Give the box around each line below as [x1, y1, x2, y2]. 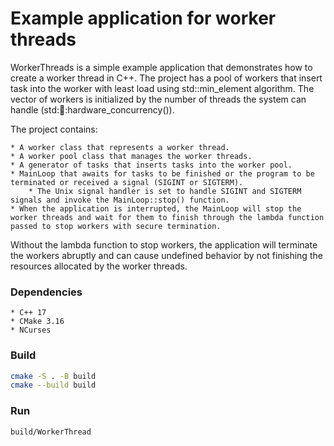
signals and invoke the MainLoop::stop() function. [10, 195, 230, 205]
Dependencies [10, 285, 83, 299]
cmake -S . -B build [10, 371, 97, 381]
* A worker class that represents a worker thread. [10, 142, 230, 152]
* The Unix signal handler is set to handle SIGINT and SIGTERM [28, 186, 302, 196]
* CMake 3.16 [10, 317, 65, 327]
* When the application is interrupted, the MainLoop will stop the [10, 203, 302, 214]
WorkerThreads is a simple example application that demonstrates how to [10, 61, 313, 73]
